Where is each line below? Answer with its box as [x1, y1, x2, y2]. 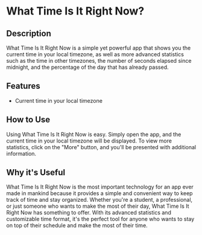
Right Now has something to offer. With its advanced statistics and [6, 209, 172, 216]
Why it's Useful [6, 167, 65, 178]
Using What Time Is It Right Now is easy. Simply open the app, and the [6, 130, 181, 138]
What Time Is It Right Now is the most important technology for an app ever [6, 183, 194, 191]
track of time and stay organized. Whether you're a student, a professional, [6, 196, 193, 204]
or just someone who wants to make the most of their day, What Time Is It [6, 202, 189, 210]
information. [6, 150, 37, 157]
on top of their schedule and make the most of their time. [6, 222, 148, 229]
